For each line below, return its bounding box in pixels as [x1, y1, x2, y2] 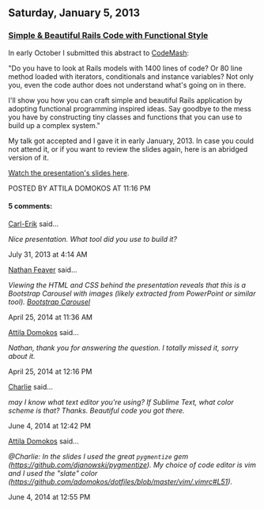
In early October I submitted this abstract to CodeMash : [8, 47, 190, 58]
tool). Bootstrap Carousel [8, 296, 91, 307]
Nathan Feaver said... [8, 265, 77, 274]
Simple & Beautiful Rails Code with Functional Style [8, 30, 209, 41]
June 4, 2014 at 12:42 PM [8, 420, 91, 430]
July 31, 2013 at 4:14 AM [8, 249, 88, 259]
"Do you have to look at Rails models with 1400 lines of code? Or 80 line [8, 63, 243, 73]
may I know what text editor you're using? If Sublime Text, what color [8, 397, 235, 406]
